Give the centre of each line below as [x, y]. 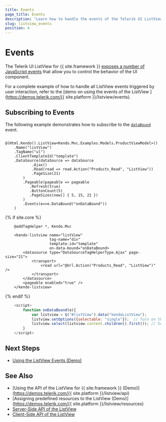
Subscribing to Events [40, 113]
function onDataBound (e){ [50, 310]
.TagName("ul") [30, 152]
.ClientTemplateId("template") [46, 156]
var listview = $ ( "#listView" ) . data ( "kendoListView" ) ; [89, 315]
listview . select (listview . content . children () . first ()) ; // [93, 324]
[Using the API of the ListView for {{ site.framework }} [67, 388]
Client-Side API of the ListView [43, 414]
